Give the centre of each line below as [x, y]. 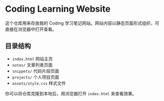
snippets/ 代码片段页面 [36, 71]
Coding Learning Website [58, 9]
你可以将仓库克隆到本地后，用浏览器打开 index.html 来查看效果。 [71, 93]
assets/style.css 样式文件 [39, 83]
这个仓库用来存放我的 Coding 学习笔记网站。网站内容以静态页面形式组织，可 [82, 23]
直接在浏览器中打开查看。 [31, 29]
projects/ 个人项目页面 [36, 77]
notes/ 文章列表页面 [32, 65]
